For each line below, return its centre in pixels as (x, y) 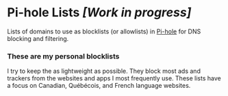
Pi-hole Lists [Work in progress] (99, 13)
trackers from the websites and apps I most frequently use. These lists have (114, 78)
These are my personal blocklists (63, 56)
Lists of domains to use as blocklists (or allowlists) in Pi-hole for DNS (104, 31)
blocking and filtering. (38, 38)
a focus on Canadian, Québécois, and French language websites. (99, 86)
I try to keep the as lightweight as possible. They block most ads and (104, 71)
